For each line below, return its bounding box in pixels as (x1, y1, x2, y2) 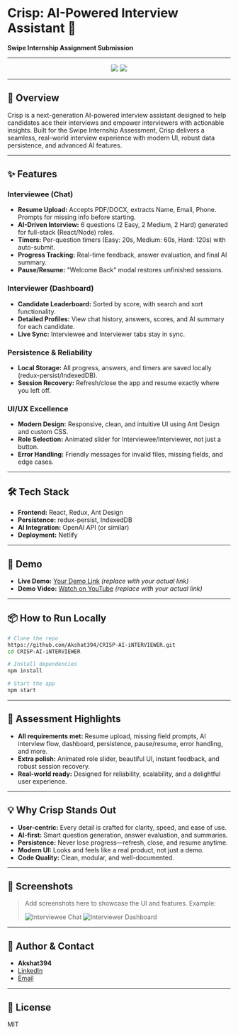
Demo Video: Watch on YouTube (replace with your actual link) (17, 584, 203, 593)
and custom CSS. (17, 428, 69, 436)
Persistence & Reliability (7, 348, 93, 357)
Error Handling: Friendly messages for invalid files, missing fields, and (17, 450, 223, 459)
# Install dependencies (7, 661, 78, 668)
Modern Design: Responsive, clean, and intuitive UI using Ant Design (17, 420, 220, 428)
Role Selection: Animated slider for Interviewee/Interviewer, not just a (17, 435, 222, 444)
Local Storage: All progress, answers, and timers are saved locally (17, 364, 212, 372)
